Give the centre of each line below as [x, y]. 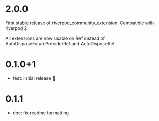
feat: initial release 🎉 [34, 78]
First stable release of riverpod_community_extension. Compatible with [80, 23]
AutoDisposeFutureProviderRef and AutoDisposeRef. [61, 43]
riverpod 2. [17, 28]
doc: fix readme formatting [41, 113]
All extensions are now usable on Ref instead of [55, 38]
